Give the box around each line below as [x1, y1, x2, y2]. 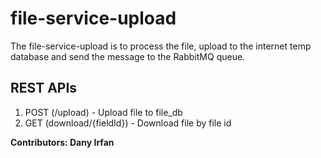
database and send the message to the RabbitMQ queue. [10, 50, 246, 62]
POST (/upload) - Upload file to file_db [24, 106, 183, 118]
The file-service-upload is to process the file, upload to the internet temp [10, 40, 312, 52]
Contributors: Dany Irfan [10, 136, 115, 148]
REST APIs [10, 80, 78, 97]
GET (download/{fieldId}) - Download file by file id [24, 117, 232, 129]
